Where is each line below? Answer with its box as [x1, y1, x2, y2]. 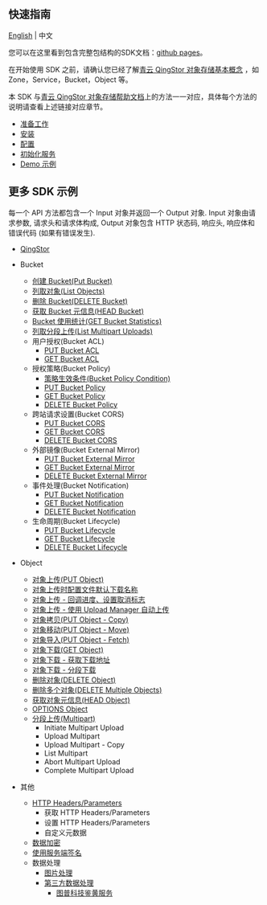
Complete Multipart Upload [43, 765, 134, 775]
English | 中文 [8, 31, 54, 40]
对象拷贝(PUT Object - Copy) [31, 614, 129, 624]
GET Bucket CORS [43, 427, 105, 436]
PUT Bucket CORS [43, 418, 106, 428]
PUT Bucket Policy [43, 383, 106, 392]
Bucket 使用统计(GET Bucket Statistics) [31, 316, 162, 326]
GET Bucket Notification [43, 498, 124, 508]
